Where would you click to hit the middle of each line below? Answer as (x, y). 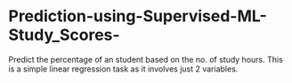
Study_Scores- (65, 35)
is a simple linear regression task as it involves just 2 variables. (123, 69)
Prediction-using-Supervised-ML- (138, 16)
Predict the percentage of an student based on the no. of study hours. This (146, 59)
